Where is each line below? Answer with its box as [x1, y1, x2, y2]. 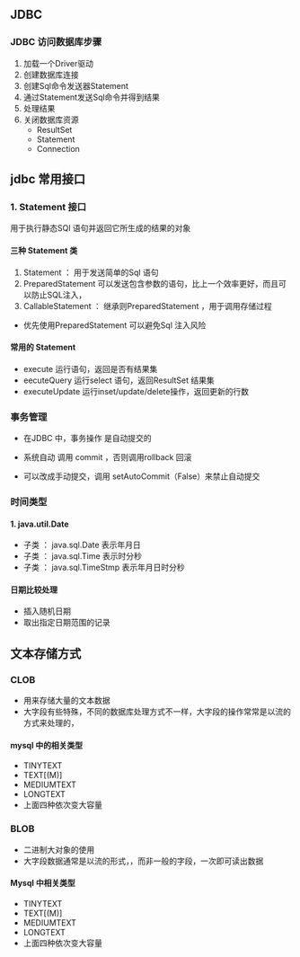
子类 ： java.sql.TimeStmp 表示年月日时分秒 [22, 562, 185, 573]
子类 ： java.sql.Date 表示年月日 [22, 539, 142, 551]
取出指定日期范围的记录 [22, 617, 110, 628]
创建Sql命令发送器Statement [22, 80, 129, 91]
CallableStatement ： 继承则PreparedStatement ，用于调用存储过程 [22, 300, 272, 311]
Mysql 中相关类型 [10, 878, 75, 889]
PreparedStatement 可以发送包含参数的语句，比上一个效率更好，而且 [22, 278, 279, 288]
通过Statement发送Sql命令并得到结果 [22, 92, 161, 102]
